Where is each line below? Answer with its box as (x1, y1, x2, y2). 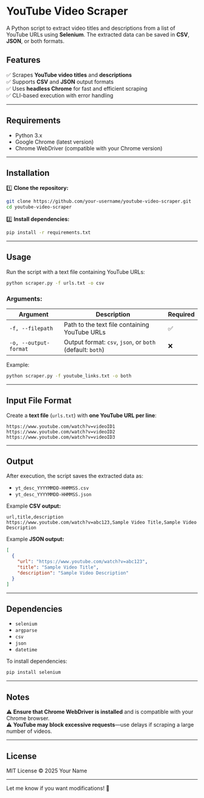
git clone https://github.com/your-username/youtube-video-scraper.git (6, 198, 191, 205)
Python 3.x (15, 131, 42, 139)
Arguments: (6, 294, 42, 303)
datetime (15, 647, 38, 653)
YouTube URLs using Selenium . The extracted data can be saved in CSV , (6, 30, 190, 38)
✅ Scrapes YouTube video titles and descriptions (6, 71, 132, 79)
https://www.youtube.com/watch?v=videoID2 (6, 429, 115, 435)
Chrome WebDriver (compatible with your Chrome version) (15, 144, 163, 152)
